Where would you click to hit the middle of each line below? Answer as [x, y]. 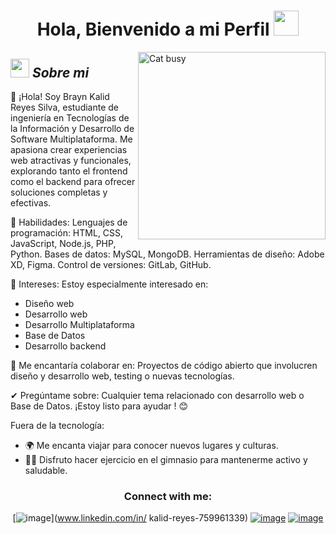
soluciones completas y [59, 192]
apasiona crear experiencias [69, 149]
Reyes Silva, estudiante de [65, 107]
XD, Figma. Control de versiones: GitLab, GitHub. [111, 264]
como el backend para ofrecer [73, 181]
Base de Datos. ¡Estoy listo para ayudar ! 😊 [99, 406]
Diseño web [49, 303]
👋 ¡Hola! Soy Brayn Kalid [60, 96]
